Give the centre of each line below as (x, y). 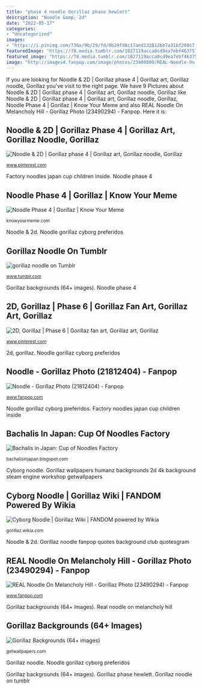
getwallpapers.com (26, 651)
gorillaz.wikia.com (25, 531)
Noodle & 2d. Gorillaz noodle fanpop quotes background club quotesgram (98, 542)
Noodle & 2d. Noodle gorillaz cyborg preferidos (65, 232)
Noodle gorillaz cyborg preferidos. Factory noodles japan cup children (93, 408)
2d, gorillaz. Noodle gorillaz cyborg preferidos (63, 352)
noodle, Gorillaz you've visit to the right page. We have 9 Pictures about (95, 86)
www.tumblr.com (24, 276)
